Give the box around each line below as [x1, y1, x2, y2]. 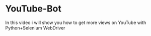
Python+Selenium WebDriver [5, 24, 65, 30]
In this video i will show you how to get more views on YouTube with [5, 19, 146, 25]
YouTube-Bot [5, 3, 62, 14]
